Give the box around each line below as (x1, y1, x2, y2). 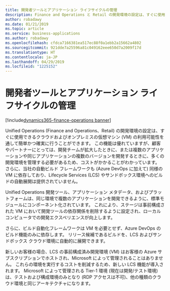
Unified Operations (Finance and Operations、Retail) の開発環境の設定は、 (5, 128, 160, 134)
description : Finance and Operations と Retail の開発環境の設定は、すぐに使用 (5, 12, 165, 17)
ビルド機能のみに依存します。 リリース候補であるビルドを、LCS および (5, 232, 153, 238)
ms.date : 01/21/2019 (5, 21, 49, 27)
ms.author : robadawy (5, 36, 49, 41)
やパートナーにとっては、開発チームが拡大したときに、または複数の (5, 147, 147, 153)
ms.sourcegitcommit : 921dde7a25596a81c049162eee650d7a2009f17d (5, 45, 142, 50)
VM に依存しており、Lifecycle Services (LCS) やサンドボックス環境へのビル (5, 172, 163, 178)
